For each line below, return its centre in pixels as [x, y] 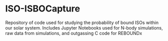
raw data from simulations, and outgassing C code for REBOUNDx [74, 33]
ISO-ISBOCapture [43, 9]
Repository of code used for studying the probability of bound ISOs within [82, 22]
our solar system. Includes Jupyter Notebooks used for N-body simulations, [84, 27]
